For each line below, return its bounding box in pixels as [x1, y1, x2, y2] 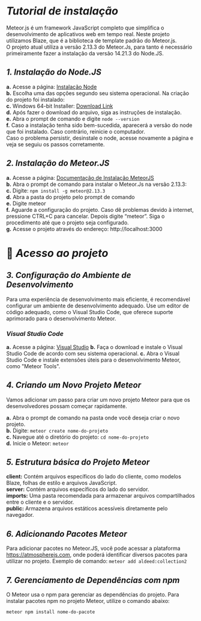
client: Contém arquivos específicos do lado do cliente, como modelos [6, 473, 182, 480]
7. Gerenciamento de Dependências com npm [6, 575, 180, 585]
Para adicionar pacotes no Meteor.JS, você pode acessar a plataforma [6, 545, 181, 552]
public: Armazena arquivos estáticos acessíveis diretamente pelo [6, 505, 168, 512]
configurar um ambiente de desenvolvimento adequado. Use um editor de [6, 302, 189, 309]
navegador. [6, 511, 34, 519]
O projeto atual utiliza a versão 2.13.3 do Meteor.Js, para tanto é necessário [6, 43, 193, 51]
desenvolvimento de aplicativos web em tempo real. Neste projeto [6, 30, 170, 37]
